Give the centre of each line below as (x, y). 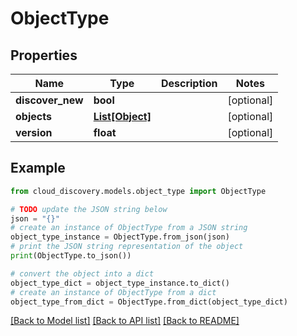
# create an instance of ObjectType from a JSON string (129, 228)
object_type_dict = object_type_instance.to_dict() (120, 283)
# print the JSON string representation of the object (127, 247)
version (34, 132)
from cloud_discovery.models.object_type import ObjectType (138, 191)
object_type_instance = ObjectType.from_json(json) (120, 237)
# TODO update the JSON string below (89, 209)
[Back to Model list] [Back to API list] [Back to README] (125, 321)
